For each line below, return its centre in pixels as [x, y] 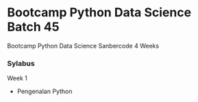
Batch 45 [33, 27]
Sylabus [21, 63]
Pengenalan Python [45, 91]
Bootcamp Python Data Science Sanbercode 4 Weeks [83, 46]
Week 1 [17, 78]
